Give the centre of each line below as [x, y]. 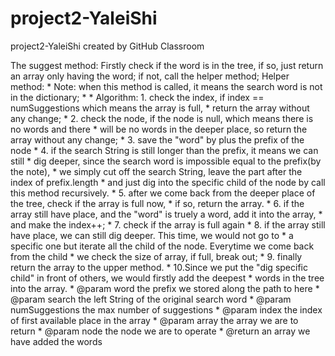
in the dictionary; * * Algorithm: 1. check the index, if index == [137, 97]
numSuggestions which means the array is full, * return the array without [160, 108]
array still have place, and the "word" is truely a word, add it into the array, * [166, 214]
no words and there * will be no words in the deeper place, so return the [159, 129]
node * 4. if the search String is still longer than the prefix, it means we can [164, 150]
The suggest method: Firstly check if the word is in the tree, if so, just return [167, 65]
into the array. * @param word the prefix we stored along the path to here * [165, 288]
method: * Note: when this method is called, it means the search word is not [166, 86]
